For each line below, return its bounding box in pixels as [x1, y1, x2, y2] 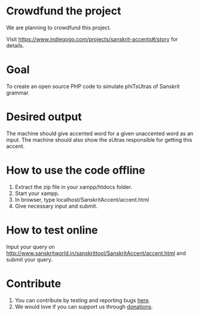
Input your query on [6, 243, 55, 250]
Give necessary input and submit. [14, 202, 98, 209]
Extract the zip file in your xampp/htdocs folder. [14, 183, 133, 190]
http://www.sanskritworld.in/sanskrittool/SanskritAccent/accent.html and [6, 250, 186, 257]
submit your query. [6, 256, 53, 263]
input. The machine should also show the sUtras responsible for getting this [6, 136, 192, 143]
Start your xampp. [14, 190, 60, 197]
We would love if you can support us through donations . [14, 303, 154, 310]
